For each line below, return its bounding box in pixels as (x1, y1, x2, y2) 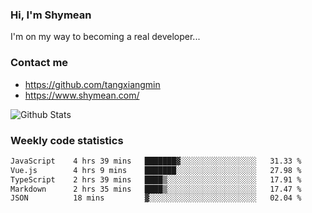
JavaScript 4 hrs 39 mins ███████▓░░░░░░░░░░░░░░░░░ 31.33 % (10, 156, 302, 166)
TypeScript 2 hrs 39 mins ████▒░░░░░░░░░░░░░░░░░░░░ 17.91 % (10, 174, 302, 185)
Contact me (10, 56, 69, 70)
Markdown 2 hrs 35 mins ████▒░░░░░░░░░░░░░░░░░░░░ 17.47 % (10, 184, 302, 194)
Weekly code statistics (10, 133, 124, 147)
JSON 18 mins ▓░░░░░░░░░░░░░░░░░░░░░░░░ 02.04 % (10, 193, 302, 203)
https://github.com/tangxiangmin (24, 78, 161, 90)
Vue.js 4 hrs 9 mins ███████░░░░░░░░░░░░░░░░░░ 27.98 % (10, 165, 302, 175)
